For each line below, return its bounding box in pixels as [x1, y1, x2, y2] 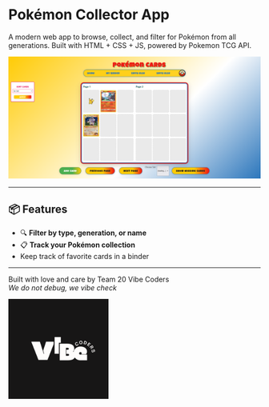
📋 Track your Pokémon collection [19, 240, 136, 249]
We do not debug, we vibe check [8, 283, 118, 293]
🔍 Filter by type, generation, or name [19, 228, 147, 237]
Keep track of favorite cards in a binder [19, 252, 150, 261]
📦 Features [8, 202, 68, 216]
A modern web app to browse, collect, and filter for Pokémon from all [8, 32, 237, 42]
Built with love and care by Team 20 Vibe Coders [8, 274, 170, 285]
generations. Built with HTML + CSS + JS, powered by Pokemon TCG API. [8, 40, 252, 50]
